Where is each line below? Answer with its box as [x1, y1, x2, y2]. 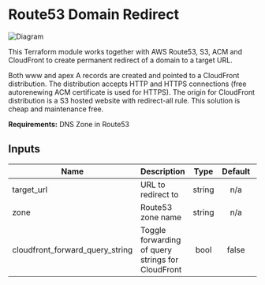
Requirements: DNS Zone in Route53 [8, 119, 130, 129]
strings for [140, 254, 179, 265]
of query [140, 244, 172, 255]
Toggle [140, 224, 166, 235]
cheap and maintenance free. [8, 104, 104, 114]
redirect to [140, 189, 179, 200]
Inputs [8, 142, 41, 156]
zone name [140, 212, 182, 223]
